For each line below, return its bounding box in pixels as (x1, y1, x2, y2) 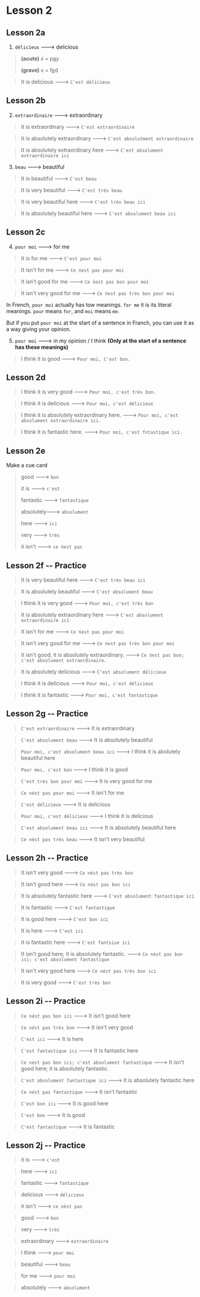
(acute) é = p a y (20, 55, 60, 62)
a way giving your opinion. (6, 325, 71, 333)
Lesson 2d (6, 372, 46, 383)
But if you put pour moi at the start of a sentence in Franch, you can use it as (6, 319, 195, 326)
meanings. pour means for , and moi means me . (6, 307, 119, 315)
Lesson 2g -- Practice (6, 709, 88, 719)
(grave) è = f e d (20, 67, 59, 74)
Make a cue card (6, 462, 48, 469)
